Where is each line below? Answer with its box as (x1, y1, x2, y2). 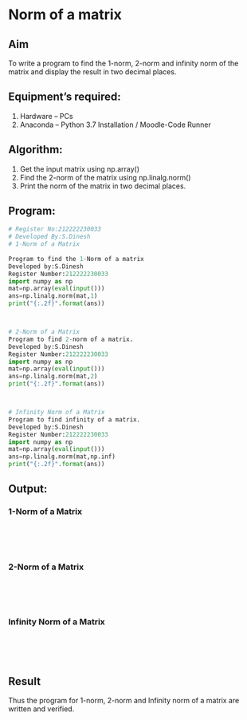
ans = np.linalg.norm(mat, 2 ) (8, 373, 98, 381)
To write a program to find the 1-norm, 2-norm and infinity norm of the (8, 58, 239, 68)
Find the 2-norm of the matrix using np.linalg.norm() (19, 172, 191, 182)
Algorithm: (8, 143, 63, 156)
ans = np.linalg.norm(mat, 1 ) (8, 292, 98, 300)
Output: (8, 482, 48, 496)
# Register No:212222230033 (8, 225, 102, 233)
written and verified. (8, 704, 75, 714)
